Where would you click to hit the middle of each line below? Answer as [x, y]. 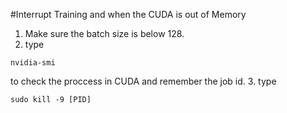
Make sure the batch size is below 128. [104, 33]
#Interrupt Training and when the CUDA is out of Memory [128, 14]
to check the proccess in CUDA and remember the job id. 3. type [143, 81]
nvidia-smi [33, 63]
